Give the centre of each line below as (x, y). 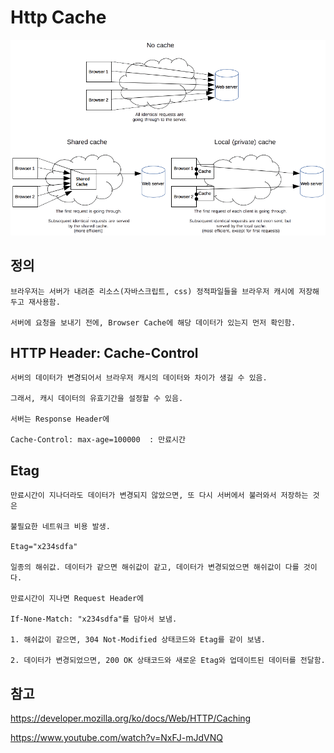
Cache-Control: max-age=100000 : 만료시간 (98, 440)
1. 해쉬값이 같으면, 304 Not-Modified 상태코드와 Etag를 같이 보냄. (138, 640)
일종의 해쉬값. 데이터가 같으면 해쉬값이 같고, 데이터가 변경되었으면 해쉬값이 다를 (155, 567)
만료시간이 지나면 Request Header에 (77, 599)
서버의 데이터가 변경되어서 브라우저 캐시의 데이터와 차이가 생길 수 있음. (139, 378)
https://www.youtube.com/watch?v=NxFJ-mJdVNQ (116, 737)
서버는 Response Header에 (60, 419)
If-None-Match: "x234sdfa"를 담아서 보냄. (94, 619)
